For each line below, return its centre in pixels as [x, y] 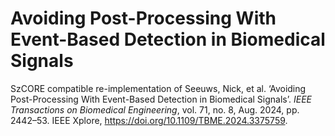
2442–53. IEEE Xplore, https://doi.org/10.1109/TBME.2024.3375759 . [149, 120]
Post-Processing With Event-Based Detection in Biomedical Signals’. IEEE [161, 99]
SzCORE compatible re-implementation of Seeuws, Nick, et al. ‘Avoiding [158, 88]
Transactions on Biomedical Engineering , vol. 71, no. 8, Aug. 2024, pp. [155, 109]
